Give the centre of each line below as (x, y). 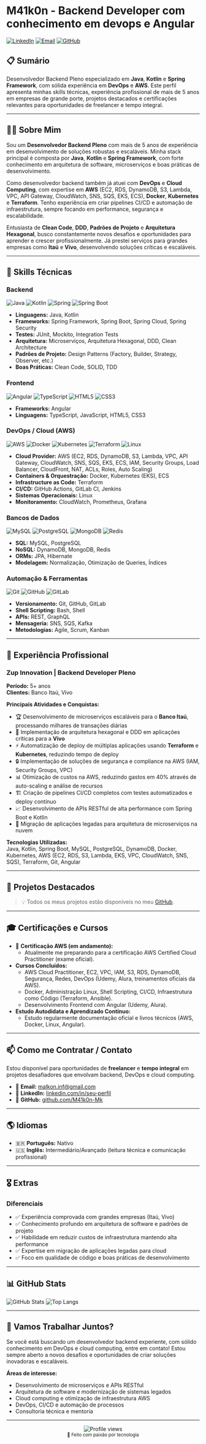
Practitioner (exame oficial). (59, 959)
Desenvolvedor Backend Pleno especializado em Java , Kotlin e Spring (96, 79)
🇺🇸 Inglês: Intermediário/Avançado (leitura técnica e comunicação (100, 1150)
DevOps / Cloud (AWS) (41, 431)
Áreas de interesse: (32, 1373)
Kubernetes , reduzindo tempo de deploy (67, 754)
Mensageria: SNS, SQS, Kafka (54, 623)
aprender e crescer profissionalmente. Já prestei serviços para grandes (97, 240)
